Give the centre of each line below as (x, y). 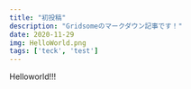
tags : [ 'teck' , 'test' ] (54, 51)
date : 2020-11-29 (42, 34)
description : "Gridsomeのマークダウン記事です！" (96, 26)
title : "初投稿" (38, 18)
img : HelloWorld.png (48, 43)
